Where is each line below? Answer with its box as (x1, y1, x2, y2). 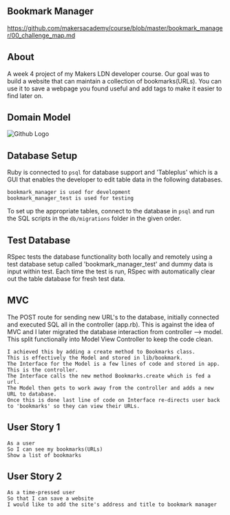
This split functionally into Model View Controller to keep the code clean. (7, 335, 213, 343)
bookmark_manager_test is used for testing (7, 195, 134, 202)
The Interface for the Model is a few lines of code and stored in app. (7, 360, 220, 367)
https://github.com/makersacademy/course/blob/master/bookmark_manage (7, 23, 223, 32)
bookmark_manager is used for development (7, 189, 131, 196)
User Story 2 (7, 471, 63, 483)
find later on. (7, 91, 43, 99)
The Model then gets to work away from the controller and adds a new (7, 385, 214, 391)
